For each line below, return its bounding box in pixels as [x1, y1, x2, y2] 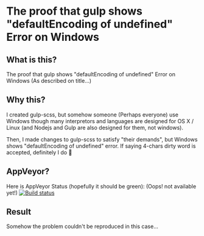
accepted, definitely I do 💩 [6, 148, 72, 156]
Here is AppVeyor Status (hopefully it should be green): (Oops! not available [6, 182, 197, 190]
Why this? [6, 95, 46, 105]
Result [6, 207, 32, 217]
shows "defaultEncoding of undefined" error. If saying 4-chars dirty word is [6, 142, 196, 149]
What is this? [6, 54, 57, 65]
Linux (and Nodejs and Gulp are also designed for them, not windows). [6, 124, 184, 131]
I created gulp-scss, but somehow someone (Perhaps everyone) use [6, 111, 178, 118]
